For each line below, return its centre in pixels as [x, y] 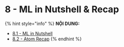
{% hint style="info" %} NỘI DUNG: [42, 24]
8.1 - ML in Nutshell [32, 33]
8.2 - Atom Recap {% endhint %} [47, 39]
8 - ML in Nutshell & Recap [62, 9]
